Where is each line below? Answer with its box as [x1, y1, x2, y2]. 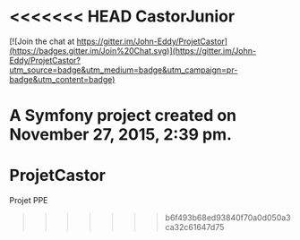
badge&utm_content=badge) [9, 73, 116, 84]
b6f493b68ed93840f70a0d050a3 [165, 212, 291, 223]
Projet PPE [9, 195, 48, 206]
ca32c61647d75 [165, 222, 225, 233]
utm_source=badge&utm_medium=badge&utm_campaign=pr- [9, 64, 238, 75]
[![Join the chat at [9, 36, 75, 47]
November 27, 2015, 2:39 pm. [9, 124, 233, 145]
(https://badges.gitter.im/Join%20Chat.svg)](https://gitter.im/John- [9, 45, 257, 56]
